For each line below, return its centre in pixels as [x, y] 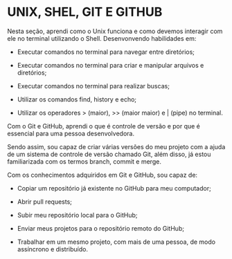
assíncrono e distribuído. [53, 249]
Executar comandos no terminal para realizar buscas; [93, 86]
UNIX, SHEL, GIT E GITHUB [85, 12]
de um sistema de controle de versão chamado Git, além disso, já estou [109, 154]
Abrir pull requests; [45, 202]
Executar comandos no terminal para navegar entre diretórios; [106, 52]
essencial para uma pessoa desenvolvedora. [71, 133]
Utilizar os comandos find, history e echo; [77, 99]
